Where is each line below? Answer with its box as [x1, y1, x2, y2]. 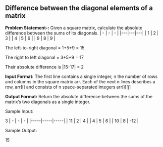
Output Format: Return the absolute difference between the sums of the [5, 93, 153, 99]
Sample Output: [5, 127, 37, 133]
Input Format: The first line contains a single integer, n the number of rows [5, 73, 158, 79]
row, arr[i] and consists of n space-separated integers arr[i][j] [5, 84, 131, 90]
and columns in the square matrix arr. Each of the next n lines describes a [5, 78, 156, 84]
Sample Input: [5, 108, 34, 114]
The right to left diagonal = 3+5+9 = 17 [5, 54, 84, 60]
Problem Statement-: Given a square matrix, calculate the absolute [5, 25, 143, 31]
